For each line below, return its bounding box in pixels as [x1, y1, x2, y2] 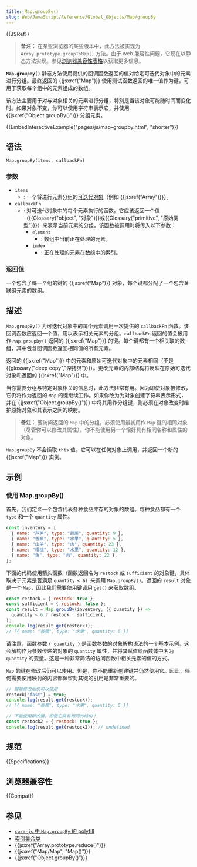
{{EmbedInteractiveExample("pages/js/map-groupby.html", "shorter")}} [6, 123, 179, 130]
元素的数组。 [16, 287, 47, 294]
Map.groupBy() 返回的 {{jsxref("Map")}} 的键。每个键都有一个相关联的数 [12, 337, 185, 344]
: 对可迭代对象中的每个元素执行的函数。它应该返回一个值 [23, 207, 160, 214]
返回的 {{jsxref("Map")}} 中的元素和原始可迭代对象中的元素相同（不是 [6, 357, 174, 364]
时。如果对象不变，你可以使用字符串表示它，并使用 [6, 104, 130, 111]
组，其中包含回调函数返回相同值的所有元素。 [6, 344, 114, 351]
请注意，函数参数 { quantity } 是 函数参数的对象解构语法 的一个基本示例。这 [6, 640, 189, 647]
